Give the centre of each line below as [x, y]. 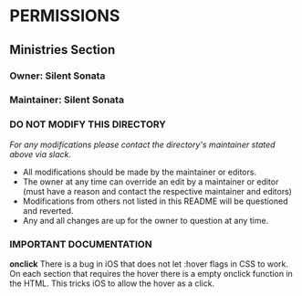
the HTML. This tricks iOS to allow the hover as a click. [112, 283]
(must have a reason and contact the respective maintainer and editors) [157, 191]
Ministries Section [62, 50]
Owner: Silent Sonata [57, 76]
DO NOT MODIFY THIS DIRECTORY [88, 124]
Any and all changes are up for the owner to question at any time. [146, 220]
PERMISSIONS [65, 16]
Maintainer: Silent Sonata [67, 100]
